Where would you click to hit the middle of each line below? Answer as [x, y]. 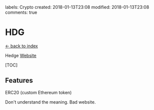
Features [19, 81]
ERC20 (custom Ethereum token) [38, 92]
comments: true [21, 12]
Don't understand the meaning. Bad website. [51, 102]
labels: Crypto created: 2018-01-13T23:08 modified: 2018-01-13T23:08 [77, 7]
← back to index [21, 46]
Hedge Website [21, 55]
